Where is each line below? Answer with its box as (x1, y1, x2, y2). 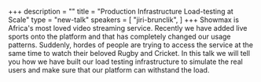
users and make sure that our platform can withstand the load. (8, 65, 210, 74)
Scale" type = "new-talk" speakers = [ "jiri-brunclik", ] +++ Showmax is (8, 15, 240, 24)
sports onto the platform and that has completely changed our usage (8, 32, 231, 41)
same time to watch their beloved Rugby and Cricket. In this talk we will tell (8, 49, 250, 58)
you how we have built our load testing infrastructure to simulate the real (8, 57, 244, 66)
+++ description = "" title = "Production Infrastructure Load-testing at (8, 7, 233, 16)
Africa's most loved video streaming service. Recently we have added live (8, 24, 248, 32)
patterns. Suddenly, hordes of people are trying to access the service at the (8, 40, 254, 50)
